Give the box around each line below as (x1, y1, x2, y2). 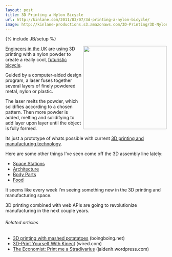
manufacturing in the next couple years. (5, 208, 90, 214)
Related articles (5, 219, 38, 225)
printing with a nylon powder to (5, 51, 71, 57)
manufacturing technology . (5, 141, 62, 147)
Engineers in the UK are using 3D (5, 46, 75, 52)
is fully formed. (5, 125, 37, 132)
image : (5, 22, 19, 27)
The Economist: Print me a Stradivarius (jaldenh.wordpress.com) (12, 246, 149, 252)
